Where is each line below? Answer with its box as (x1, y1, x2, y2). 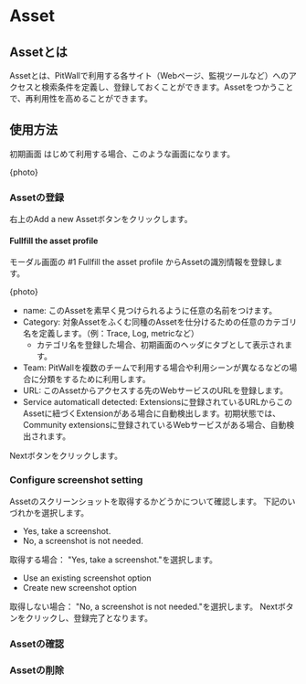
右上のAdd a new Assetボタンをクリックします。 (9, 214, 193, 225)
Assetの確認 (9, 637, 65, 650)
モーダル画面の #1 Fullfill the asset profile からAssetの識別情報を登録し (9, 257, 276, 268)
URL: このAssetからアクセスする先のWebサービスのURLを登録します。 (22, 385, 289, 396)
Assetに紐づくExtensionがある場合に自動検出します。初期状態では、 (22, 408, 281, 419)
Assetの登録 (9, 191, 65, 204)
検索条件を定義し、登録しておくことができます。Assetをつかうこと (40, 81, 294, 92)
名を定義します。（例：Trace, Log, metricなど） (22, 328, 199, 339)
